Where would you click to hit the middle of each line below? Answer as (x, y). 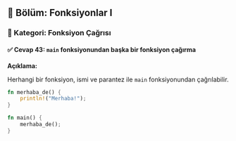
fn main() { (25, 118)
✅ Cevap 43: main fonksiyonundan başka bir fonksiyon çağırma (101, 49)
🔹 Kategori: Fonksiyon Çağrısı (59, 33)
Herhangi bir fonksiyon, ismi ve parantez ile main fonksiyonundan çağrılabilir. (118, 79)
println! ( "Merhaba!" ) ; (53, 99)
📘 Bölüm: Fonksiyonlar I (60, 13)
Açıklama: (22, 66)
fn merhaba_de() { (34, 92)
